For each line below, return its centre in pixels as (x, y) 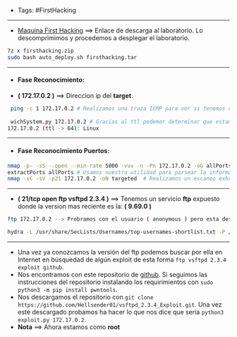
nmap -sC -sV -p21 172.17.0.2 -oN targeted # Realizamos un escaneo (112, 179)
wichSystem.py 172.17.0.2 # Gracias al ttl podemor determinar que (111, 122)
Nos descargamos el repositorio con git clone (85, 297)
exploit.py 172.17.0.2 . (52, 319)
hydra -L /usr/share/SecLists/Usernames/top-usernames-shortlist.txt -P (116, 232)
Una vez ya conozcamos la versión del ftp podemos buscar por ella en (120, 252)
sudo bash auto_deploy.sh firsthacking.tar (72, 57)
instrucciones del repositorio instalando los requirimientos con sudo (115, 282)
